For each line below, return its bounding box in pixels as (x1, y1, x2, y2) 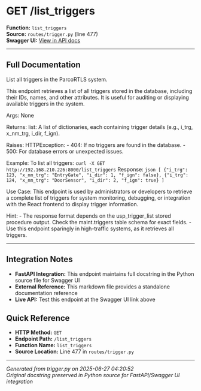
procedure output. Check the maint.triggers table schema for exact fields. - (6, 218, 191, 225)
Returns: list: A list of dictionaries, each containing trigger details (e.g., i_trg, (6, 123, 193, 130)
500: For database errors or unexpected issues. (6, 148, 124, 155)
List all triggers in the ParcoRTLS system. (6, 76, 108, 83)
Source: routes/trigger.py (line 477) (6, 30, 99, 37)
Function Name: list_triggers (14, 342, 92, 349)
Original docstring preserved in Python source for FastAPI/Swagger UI (6, 372, 180, 379)
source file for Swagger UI (14, 276, 80, 284)
